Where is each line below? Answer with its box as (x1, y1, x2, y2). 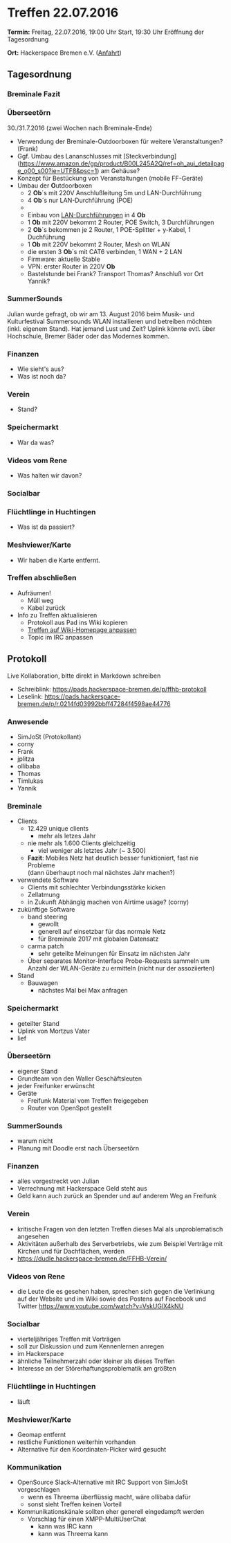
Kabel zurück (27, 604, 66, 612)
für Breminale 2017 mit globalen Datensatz (37, 935, 159, 943)
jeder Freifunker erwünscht (17, 1081, 95, 1090)
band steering (27, 912, 68, 921)
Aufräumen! (17, 588, 52, 597)
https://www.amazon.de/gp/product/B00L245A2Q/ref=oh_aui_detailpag (19, 159, 225, 168)
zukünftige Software (17, 905, 75, 914)
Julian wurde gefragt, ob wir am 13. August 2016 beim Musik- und (7, 309, 195, 318)
